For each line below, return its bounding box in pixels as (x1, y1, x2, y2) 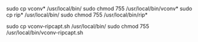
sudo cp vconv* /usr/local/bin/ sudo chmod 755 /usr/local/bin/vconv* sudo (6, 5, 193, 12)
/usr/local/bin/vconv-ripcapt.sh (6, 29, 84, 36)
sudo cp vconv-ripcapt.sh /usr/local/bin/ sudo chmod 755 (6, 23, 149, 30)
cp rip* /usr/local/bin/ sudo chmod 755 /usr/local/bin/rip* (6, 11, 148, 18)
